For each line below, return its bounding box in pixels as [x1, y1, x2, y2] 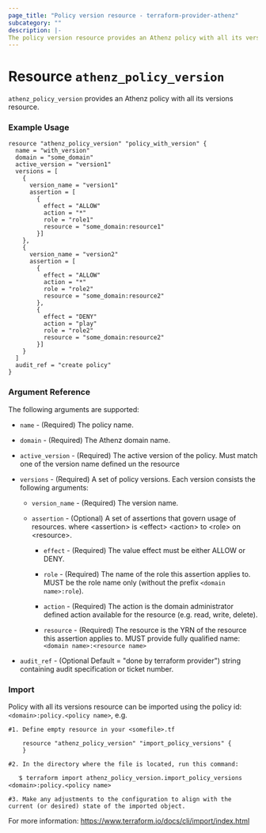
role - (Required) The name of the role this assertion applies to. [43, 569, 251, 578]
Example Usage [8, 122, 70, 133]
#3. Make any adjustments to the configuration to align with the [8, 796, 232, 804]
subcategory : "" [8, 19, 62, 27]
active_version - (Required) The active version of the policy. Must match [19, 450, 258, 460]
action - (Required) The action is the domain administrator [43, 601, 234, 611]
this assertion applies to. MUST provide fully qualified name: [43, 634, 240, 643]
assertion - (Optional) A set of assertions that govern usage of [31, 513, 237, 523]
